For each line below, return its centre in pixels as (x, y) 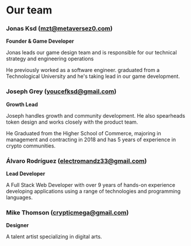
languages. (20, 197)
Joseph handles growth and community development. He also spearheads (96, 115)
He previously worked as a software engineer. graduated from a (83, 70)
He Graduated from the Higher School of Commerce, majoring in (84, 133)
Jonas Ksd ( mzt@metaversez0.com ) (59, 29)
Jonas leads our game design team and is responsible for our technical (91, 53)
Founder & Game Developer (40, 41)
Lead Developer (26, 174)
